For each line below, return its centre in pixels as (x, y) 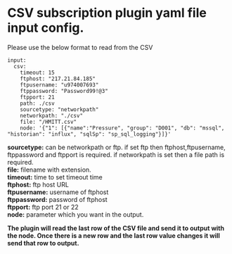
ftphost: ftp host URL (38, 184)
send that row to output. (43, 243)
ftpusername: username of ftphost (58, 192)
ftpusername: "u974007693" (59, 85)
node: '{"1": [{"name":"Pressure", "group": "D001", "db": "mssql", (122, 128)
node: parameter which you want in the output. (76, 214)
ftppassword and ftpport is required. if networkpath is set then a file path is (116, 154)
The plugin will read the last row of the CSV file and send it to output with (116, 228)
